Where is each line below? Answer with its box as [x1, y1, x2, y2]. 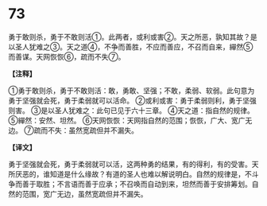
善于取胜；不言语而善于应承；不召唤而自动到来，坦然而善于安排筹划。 [21, 179, 252, 189]
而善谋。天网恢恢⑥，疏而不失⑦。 [8, 52, 126, 61]
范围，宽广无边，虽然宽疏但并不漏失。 [21, 189, 148, 199]
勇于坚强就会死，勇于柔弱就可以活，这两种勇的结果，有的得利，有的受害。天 [8, 159, 259, 169]
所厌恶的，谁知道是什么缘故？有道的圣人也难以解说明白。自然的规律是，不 [8, 169, 252, 179]
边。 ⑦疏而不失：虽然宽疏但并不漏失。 [8, 125, 139, 135]
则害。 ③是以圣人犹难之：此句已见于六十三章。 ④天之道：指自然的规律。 [8, 105, 254, 115]
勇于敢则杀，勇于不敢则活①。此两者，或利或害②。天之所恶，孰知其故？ [8, 32, 250, 41]
